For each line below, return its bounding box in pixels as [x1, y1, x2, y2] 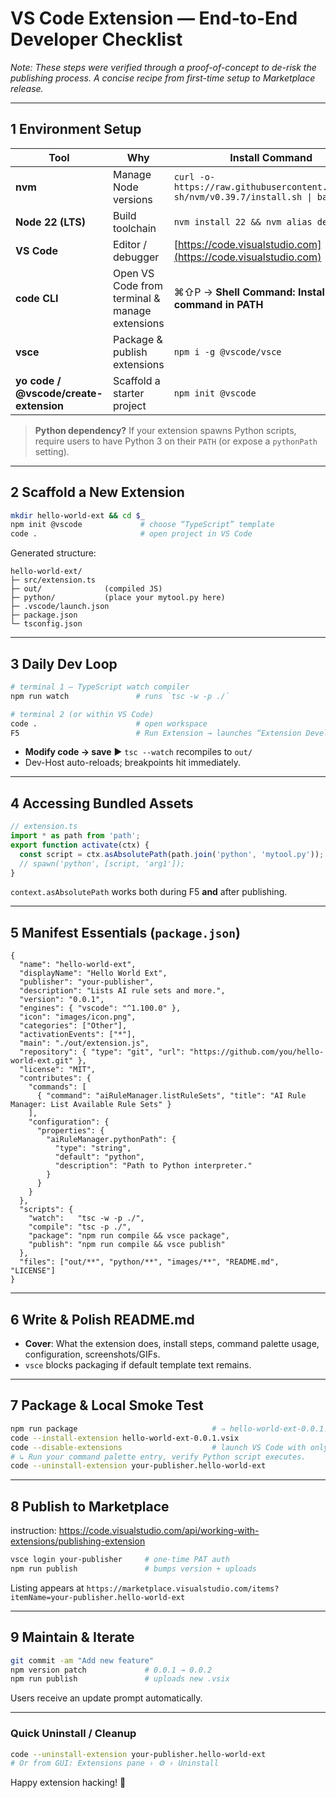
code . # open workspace [10, 718, 208, 729]
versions [112, 192, 153, 206]
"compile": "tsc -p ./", [28, 1222, 132, 1232]
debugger [112, 250, 160, 264]
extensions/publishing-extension [10, 1535, 146, 1547]
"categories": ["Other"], [19, 1021, 128, 1031]
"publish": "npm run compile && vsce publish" [28, 1240, 226, 1250]
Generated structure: [10, 547, 97, 559]
